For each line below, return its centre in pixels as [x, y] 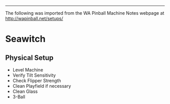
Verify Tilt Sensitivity [34, 75]
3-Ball [19, 97]
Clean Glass [25, 91]
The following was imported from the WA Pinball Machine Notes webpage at [85, 13]
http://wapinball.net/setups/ [34, 19]
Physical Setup [30, 58]
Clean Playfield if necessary [42, 86]
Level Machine [28, 70]
